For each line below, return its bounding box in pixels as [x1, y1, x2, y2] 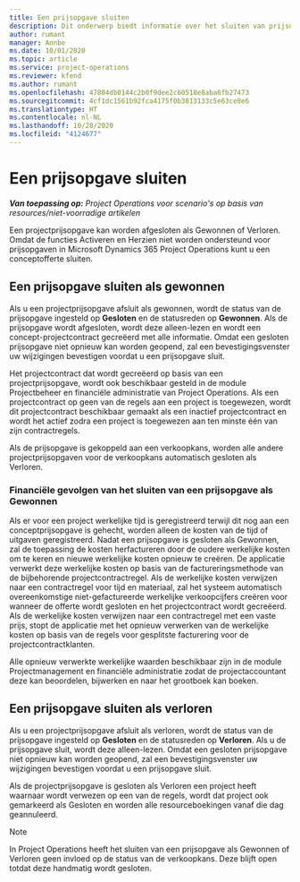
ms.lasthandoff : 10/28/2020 [9, 122, 114, 131]
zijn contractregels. [9, 424, 80, 435]
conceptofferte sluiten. [9, 253, 94, 264]
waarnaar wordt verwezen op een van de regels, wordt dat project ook [9, 790, 270, 801]
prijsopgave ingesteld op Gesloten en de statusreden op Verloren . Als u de [9, 734, 287, 745]
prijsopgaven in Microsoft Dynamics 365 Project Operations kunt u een [9, 244, 271, 254]
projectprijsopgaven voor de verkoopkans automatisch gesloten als [9, 451, 257, 462]
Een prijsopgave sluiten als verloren [9, 701, 212, 716]
